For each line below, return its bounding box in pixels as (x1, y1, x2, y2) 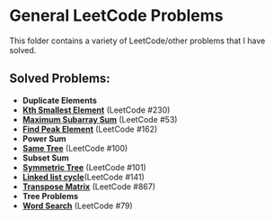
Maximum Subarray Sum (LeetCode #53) (22, 114, 178, 124)
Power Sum (22, 132, 66, 144)
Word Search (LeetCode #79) (22, 200, 133, 211)
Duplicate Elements (22, 95, 97, 105)
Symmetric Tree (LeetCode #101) (22, 161, 146, 172)
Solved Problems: (9, 71, 110, 87)
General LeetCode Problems (9, 5, 224, 26)
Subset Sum (22, 152, 69, 163)
